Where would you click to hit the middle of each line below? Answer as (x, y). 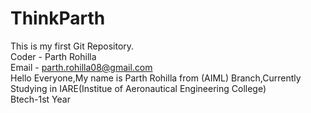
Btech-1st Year (40, 99)
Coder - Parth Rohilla (53, 56)
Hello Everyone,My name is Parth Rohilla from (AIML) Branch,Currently (156, 78)
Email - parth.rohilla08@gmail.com (81, 67)
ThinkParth (58, 18)
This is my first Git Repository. (72, 46)
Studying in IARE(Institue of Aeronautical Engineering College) (138, 88)
